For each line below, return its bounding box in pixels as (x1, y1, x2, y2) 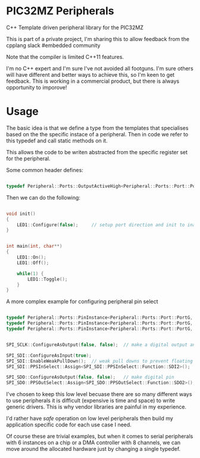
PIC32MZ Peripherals (6, 4, 114, 18)
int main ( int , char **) (6, 243, 62, 250)
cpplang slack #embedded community (6, 42, 101, 49)
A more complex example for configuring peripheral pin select (6, 298, 159, 305)
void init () (6, 210, 36, 217)
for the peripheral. (6, 155, 51, 162)
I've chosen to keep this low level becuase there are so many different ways (6, 391, 192, 398)
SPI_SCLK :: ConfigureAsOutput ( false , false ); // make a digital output (6, 341, 187, 348)
